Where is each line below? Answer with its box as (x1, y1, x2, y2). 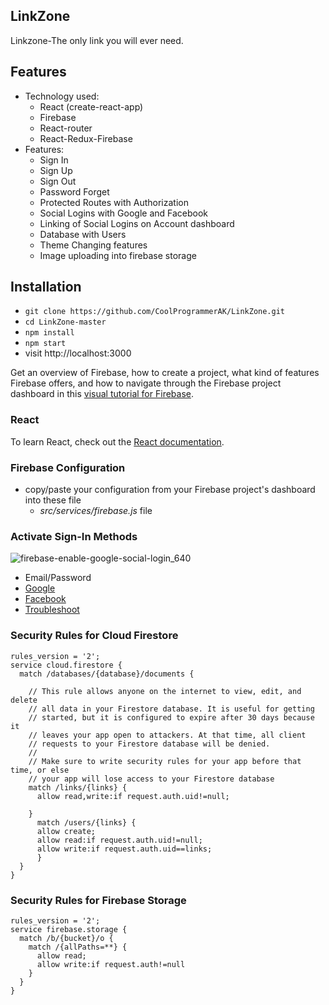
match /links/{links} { (28, 782, 128, 793)
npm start (24, 339, 67, 349)
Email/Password (24, 572, 92, 584)
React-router (39, 122, 93, 134)
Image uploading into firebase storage (39, 249, 197, 261)
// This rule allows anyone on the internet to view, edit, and (28, 686, 302, 696)
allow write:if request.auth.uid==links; (36, 844, 213, 854)
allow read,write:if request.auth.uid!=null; (36, 791, 230, 801)
